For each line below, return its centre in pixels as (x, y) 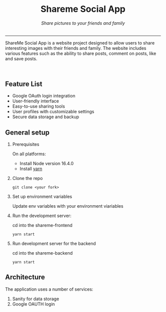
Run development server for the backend (54, 244)
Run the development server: (42, 216)
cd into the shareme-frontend (42, 225)
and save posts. (21, 59)
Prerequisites (26, 144)
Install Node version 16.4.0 (47, 164)
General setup (27, 132)
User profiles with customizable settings (53, 112)
